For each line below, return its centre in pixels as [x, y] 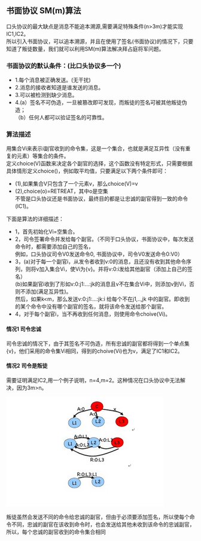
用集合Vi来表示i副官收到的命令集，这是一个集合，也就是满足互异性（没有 [96, 149]
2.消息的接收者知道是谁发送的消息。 [59, 87]
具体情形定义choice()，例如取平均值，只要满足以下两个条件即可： [87, 171]
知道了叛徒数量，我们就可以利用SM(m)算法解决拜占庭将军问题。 [85, 49]
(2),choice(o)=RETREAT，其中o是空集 [62, 191]
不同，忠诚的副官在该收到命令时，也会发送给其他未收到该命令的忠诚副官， [103, 524]
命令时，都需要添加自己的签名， [54, 247]
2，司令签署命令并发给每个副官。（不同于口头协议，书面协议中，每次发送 [104, 239]
